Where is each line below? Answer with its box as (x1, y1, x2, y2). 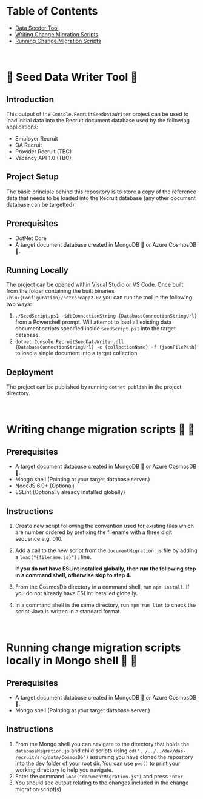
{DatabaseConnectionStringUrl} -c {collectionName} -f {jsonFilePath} (15, 344, 198, 350)
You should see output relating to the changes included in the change (15, 779, 189, 786)
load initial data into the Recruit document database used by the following (6, 116, 190, 124)
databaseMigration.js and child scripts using (15, 747, 128, 754)
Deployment (6, 367, 54, 377)
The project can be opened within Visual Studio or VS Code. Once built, (6, 281, 185, 289)
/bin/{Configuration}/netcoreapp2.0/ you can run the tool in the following (6, 294, 193, 301)
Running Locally (6, 265, 68, 275)
